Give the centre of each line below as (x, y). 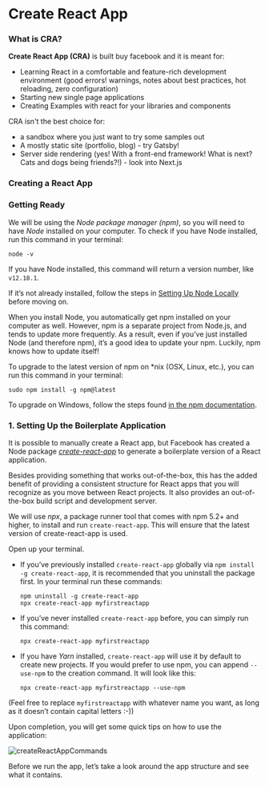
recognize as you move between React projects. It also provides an (119, 492)
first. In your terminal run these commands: (91, 581)
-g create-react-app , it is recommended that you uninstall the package (137, 573)
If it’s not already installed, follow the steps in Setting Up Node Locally (123, 292)
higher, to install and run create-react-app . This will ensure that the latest (129, 525)
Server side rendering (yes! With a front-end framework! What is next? (136, 154)
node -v (21, 254)
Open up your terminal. (46, 549)
